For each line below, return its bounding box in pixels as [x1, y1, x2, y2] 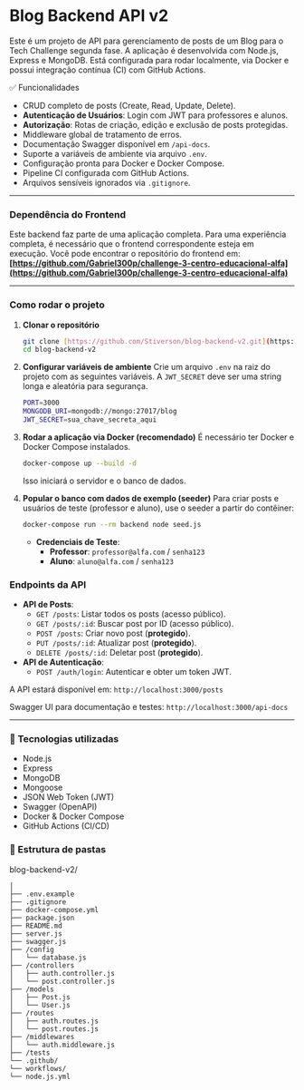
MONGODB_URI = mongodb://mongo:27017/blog [22, 407, 177, 416]
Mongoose [22, 782, 63, 793]
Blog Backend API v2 [9, 5, 169, 26]
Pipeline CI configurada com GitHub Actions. [22, 167, 190, 178]
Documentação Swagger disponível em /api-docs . [22, 138, 211, 150]
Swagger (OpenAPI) [22, 802, 98, 813]
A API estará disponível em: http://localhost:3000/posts [9, 684, 223, 695]
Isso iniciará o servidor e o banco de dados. [22, 475, 186, 486]
